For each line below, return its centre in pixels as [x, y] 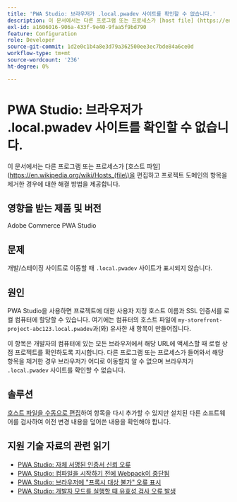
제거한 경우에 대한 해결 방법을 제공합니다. [64, 184]
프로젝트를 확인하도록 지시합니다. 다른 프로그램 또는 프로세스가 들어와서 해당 [119, 352]
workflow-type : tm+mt [39, 54]
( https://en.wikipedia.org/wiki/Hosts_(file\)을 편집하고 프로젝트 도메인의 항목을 [117, 175]
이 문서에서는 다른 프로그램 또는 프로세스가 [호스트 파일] [84, 166]
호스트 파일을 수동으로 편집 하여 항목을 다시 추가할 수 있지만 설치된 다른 [104, 413]
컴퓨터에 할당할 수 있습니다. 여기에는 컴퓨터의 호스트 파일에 [96, 320]
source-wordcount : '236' [44, 60]
